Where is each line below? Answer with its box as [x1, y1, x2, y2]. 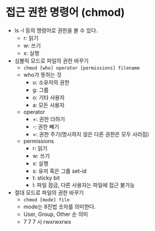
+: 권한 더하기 [32, 115, 65, 122]
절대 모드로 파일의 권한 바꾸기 [14, 189, 84, 196]
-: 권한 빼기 [32, 122, 60, 130]
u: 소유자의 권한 [32, 78, 70, 85]
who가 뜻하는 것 [23, 71, 62, 78]
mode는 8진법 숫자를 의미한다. [23, 203, 96, 210]
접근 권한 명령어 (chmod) [5, 5, 125, 19]
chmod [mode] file [23, 196, 70, 203]
